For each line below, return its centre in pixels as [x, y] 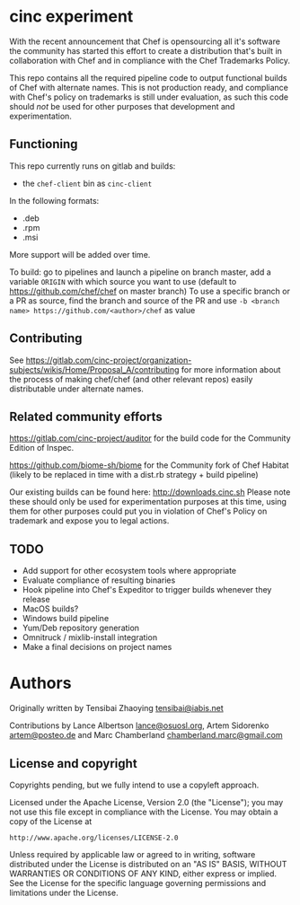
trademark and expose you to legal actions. [89, 521]
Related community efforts [86, 416]
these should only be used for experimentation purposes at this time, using [148, 502]
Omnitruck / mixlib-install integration [90, 637]
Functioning [44, 144]
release [36, 600]
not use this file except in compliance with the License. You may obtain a [144, 812]
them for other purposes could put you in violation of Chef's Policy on [138, 511]
